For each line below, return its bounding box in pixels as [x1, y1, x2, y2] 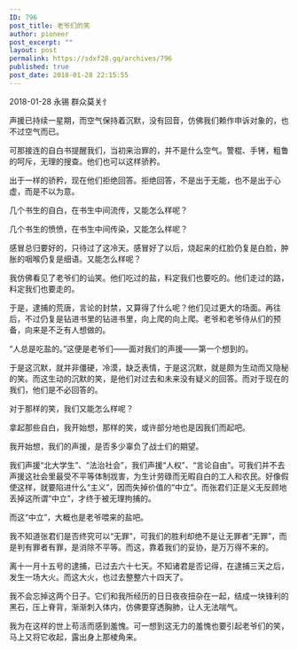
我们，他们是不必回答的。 [9, 384, 103, 395]
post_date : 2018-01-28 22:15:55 [9, 71, 129, 80]
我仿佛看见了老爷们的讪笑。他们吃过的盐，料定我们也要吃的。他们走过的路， [9, 272, 289, 283]
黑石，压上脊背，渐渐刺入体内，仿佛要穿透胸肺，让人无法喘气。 [9, 601, 242, 612]
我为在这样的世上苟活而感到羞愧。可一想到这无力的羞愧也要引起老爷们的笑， [9, 620, 289, 630]
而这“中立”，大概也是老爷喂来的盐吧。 [9, 512, 149, 522]
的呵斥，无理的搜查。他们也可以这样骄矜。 [9, 156, 165, 167]
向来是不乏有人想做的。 [24, 325, 111, 335]
